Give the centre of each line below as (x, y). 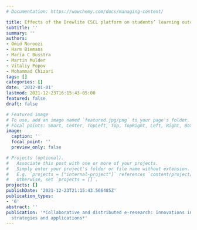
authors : (17, 39)
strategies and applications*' (50, 218)
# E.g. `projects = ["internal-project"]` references (76, 174)
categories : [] (25, 82)
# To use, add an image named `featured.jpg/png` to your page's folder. (98, 120)
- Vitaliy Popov (26, 66)
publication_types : (30, 196)
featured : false (26, 99)
